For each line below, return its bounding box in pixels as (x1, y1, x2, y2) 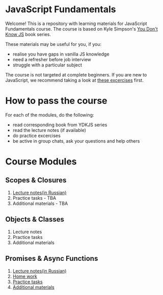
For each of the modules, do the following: (5, 112, 94, 118)
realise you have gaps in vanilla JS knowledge (12, 51, 110, 57)
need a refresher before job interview (12, 56, 92, 62)
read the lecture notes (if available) (12, 127, 87, 133)
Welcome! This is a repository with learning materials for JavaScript (5, 20, 147, 26)
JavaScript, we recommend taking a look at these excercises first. (5, 77, 144, 83)
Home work (12, 273, 37, 279)
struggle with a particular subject (12, 62, 83, 68)
